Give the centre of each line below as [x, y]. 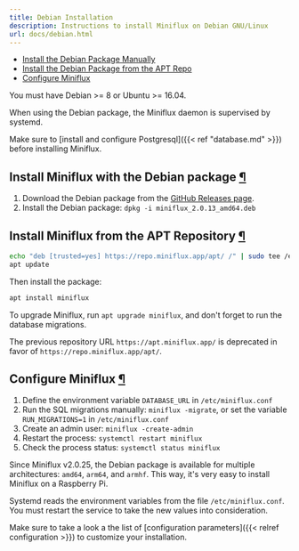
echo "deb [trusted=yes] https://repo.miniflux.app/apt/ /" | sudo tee [145, 256]
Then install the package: [56, 281]
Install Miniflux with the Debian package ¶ [128, 177]
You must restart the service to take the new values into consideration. [139, 510]
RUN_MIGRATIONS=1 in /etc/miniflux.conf [95, 419]
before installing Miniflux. [56, 149]
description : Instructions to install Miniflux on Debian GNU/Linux [139, 26]
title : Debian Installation [61, 17]
